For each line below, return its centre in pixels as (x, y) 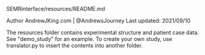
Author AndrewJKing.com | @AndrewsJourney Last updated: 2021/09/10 (99, 20)
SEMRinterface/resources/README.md (56, 9)
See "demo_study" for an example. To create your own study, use (89, 39)
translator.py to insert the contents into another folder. (75, 46)
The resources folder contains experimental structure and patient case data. (103, 32)
